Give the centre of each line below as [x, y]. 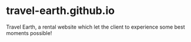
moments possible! [29, 33]
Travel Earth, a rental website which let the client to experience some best [95, 27]
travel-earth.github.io [61, 11]
